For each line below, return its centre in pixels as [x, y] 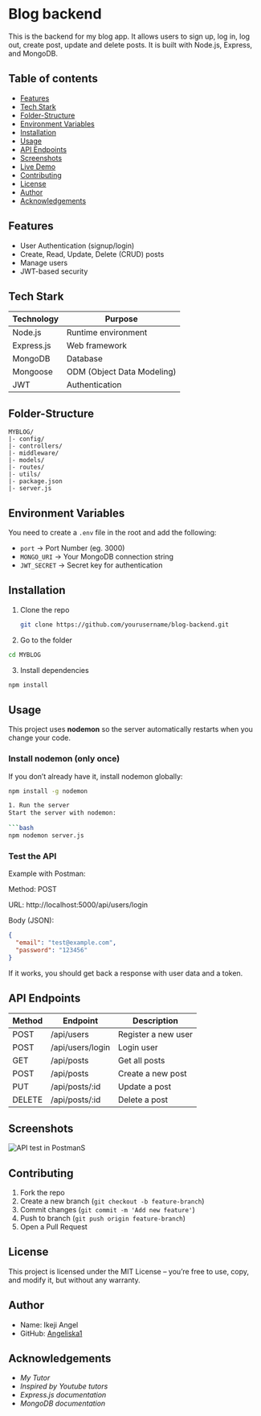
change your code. [39, 738]
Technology [35, 319]
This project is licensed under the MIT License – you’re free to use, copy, [129, 1271]
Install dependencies [55, 670]
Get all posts [141, 1061]
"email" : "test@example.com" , [66, 943]
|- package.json [35, 481]
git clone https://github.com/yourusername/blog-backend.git [124, 625]
